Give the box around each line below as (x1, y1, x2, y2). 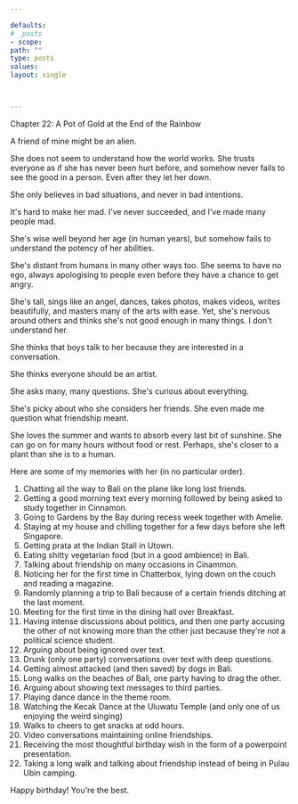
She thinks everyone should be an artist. (10, 368, 158, 379)
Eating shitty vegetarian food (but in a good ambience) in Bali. (22, 549, 250, 560)
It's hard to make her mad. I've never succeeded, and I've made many (10, 206, 266, 217)
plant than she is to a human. (10, 448, 117, 459)
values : (10, 62, 39, 71)
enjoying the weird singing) (22, 710, 124, 721)
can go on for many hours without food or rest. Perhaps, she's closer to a (10, 439, 279, 450)
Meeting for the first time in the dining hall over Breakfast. (22, 606, 235, 617)
